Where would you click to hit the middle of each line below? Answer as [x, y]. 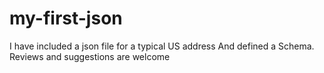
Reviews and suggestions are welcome [90, 56]
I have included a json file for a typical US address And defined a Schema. [162, 46]
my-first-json [66, 18]
